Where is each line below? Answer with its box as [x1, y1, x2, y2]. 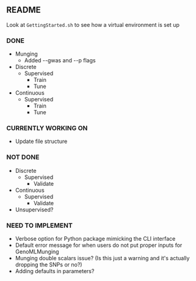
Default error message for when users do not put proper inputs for [15, 241, 183, 249]
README [6, 5, 41, 15]
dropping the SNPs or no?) [15, 261, 82, 268]
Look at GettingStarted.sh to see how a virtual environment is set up [6, 21, 180, 28]
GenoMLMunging [15, 248, 59, 255]
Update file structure [15, 137, 68, 145]
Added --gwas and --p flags [24, 57, 96, 64]
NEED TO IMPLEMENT [6, 221, 73, 230]
